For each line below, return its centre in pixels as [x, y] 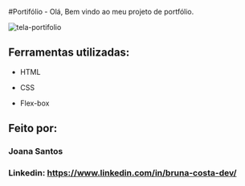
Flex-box [35, 103]
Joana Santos [36, 151]
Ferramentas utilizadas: [69, 53]
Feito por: [33, 128]
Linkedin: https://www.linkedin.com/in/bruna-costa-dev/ [122, 173]
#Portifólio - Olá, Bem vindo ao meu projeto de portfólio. [101, 12]
